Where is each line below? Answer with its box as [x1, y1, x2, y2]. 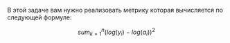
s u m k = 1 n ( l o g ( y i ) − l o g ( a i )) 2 [77, 27, 156, 37]
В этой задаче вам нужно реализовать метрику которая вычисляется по [7, 6, 224, 14]
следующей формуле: [7, 13, 72, 21]
